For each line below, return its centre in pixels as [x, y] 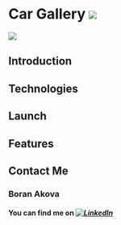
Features [31, 143]
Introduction [40, 61]
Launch [27, 117]
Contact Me [38, 171]
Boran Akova [34, 194]
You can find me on [41, 213]
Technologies [44, 88]
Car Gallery [47, 14]
